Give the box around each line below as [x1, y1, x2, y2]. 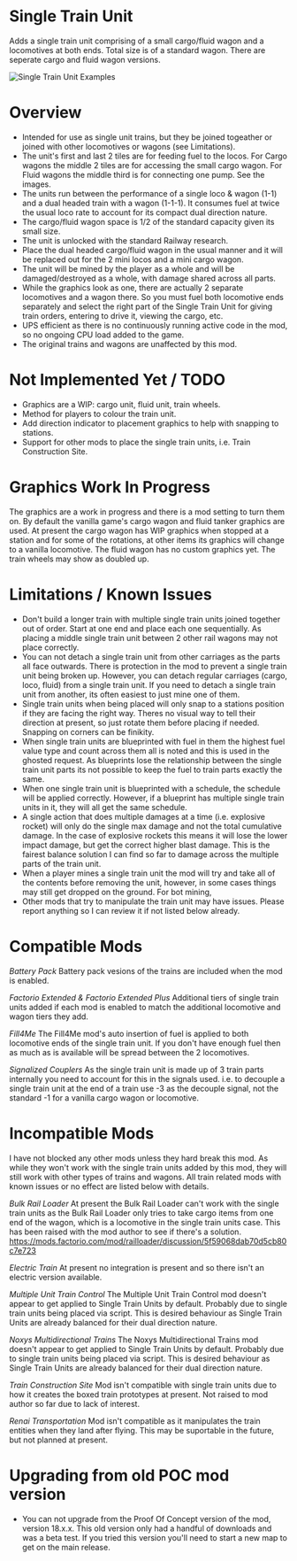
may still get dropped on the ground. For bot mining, [21, 886, 212, 897]
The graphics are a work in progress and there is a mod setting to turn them [9, 506, 286, 517]
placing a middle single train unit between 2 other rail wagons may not [21, 632, 278, 643]
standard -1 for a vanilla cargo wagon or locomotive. [9, 1092, 199, 1103]
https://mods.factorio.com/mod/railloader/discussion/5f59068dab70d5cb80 [9, 1235, 287, 1246]
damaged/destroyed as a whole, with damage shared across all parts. [21, 273, 277, 283]
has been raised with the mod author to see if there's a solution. [9, 1226, 241, 1237]
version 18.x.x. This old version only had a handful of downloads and [21, 1523, 272, 1534]
